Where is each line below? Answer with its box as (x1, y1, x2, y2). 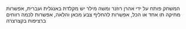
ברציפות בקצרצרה (6, 17, 46, 24)
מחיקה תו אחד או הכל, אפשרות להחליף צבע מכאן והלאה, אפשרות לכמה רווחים (6, 11, 181, 18)
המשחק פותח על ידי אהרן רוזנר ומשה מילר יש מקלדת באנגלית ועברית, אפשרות (6, 5, 180, 12)
